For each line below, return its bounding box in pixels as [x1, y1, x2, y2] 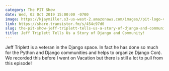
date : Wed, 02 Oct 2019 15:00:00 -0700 [5, 12, 89, 17]
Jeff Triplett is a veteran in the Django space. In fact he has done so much [5, 44, 158, 50]
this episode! [5, 60, 32, 66]
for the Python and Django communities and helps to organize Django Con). [5, 49, 162, 55]
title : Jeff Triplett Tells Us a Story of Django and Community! [5, 30, 145, 35]
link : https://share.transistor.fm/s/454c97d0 [5, 21, 105, 26]
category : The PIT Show [5, 7, 55, 12]
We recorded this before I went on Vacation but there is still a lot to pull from [5, 55, 163, 60]
